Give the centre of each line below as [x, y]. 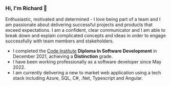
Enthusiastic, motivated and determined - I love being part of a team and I [83, 19]
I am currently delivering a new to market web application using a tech [87, 73]
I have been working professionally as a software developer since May [87, 62]
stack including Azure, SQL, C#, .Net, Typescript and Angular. [78, 78]
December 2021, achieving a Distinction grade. [63, 56]
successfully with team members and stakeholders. [60, 41]
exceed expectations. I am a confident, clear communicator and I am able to [85, 30]
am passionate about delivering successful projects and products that [79, 25]
